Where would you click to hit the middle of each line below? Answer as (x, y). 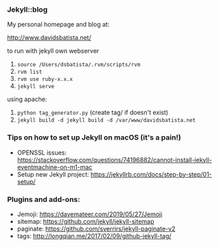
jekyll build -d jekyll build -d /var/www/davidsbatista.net (106, 120)
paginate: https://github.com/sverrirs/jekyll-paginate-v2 (96, 229)
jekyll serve (36, 87)
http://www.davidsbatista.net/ (49, 38)
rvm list (30, 72)
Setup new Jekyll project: (53, 174)
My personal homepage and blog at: (58, 25)
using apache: (27, 99)
